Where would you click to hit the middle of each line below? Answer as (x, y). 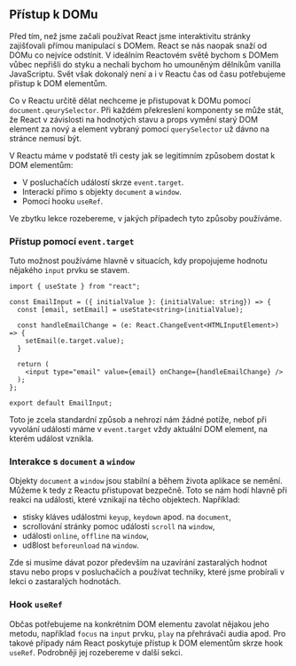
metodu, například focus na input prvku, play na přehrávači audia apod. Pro (148, 633)
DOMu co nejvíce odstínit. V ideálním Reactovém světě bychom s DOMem (144, 55)
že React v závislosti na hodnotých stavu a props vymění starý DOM (134, 119)
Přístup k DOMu (54, 15)
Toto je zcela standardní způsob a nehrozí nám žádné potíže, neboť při (138, 420)
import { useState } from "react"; (75, 287)
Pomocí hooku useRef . (62, 201)
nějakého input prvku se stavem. (70, 270)
